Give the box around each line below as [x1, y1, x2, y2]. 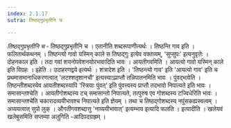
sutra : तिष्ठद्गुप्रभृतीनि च [7, 17, 62, 24]
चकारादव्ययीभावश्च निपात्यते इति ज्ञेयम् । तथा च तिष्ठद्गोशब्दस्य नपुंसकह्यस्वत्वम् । [39, 97, 218, 105]
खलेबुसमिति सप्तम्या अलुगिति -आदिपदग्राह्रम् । [7, 112, 106, 120]
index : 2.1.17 [7, 10, 49, 17]
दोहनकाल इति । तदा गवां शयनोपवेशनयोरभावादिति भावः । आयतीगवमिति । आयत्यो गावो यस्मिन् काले [7, 57, 224, 66]
